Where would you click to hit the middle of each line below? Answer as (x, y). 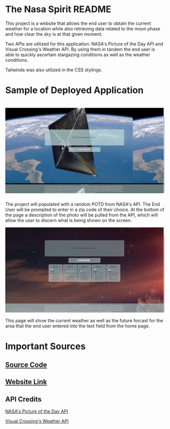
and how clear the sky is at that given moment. (54, 34)
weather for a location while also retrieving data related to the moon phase (83, 28)
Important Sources (46, 346)
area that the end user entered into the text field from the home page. (78, 326)
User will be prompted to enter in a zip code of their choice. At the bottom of (85, 209)
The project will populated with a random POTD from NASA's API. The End (83, 204)
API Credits (24, 399)
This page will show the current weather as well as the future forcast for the (84, 320)
